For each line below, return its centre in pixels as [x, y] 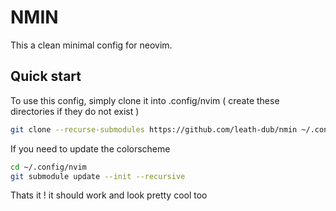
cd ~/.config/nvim [48, 167]
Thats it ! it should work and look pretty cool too [109, 195]
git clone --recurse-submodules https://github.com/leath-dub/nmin [154, 129]
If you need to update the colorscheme [90, 148]
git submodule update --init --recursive [98, 176]
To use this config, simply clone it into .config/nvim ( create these [145, 100]
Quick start [46, 76]
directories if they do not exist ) [75, 111]
